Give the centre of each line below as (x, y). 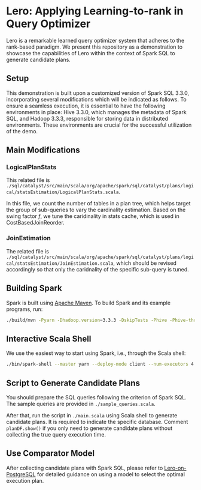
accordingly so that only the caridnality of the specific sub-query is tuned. (98, 269)
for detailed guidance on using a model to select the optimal (111, 474)
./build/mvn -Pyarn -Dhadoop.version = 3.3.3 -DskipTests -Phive (87, 320)
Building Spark (34, 289)
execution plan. (25, 480)
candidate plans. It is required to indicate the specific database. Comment (97, 422)
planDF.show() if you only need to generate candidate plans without (89, 428)
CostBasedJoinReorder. (35, 223)
